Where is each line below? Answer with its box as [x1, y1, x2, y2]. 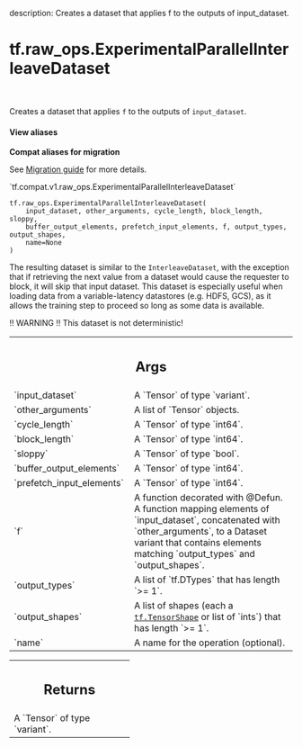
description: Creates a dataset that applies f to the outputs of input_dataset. [9, 8, 289, 18]
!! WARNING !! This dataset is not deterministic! [9, 318, 184, 328]
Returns [43, 681, 96, 698]
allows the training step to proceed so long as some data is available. [9, 301, 265, 311]
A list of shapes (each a [134, 598, 234, 611]
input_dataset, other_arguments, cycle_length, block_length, [25, 207, 263, 216]
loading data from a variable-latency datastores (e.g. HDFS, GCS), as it [9, 291, 271, 301]
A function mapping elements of [134, 502, 270, 515]
